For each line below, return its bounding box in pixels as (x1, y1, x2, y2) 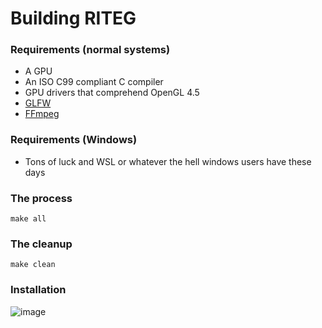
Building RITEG (10, 7, 137, 30)
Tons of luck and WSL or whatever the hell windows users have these (24, 155, 312, 167)
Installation (10, 283, 67, 297)
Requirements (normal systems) (10, 43, 171, 57)
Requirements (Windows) (10, 133, 138, 147)
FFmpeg (24, 108, 60, 120)
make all (10, 214, 47, 224)
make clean (10, 260, 56, 270)
